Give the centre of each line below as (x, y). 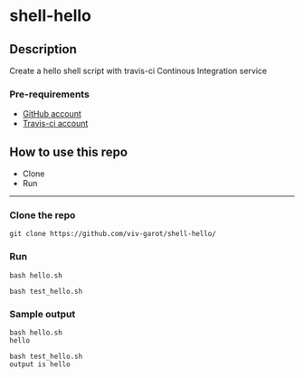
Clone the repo (43, 215)
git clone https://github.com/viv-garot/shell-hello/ (113, 234)
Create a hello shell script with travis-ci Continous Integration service (138, 71)
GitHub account (52, 114)
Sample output (43, 314)
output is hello (40, 364)
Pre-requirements (50, 94)
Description (43, 49)
